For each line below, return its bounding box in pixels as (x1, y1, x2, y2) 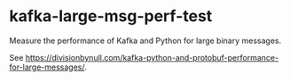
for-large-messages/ (9, 62, 85, 72)
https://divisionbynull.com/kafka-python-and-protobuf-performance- (25, 52, 279, 63)
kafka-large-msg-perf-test (9, 6, 213, 26)
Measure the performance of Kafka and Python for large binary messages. (9, 35, 282, 46)
